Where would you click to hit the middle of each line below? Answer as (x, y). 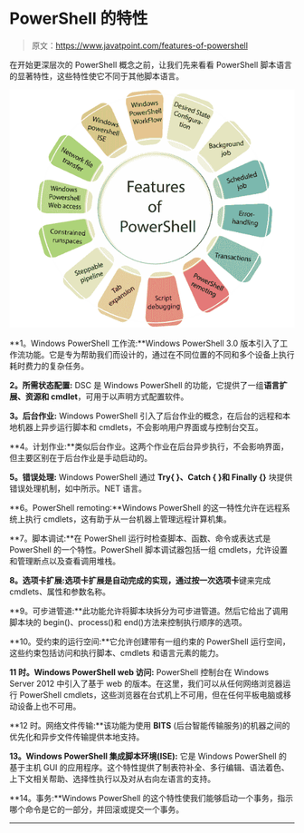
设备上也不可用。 (49, 706)
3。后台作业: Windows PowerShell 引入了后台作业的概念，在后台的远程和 (146, 416)
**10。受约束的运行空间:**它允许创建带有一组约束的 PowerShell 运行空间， (150, 642)
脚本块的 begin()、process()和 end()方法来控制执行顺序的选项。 (128, 622)
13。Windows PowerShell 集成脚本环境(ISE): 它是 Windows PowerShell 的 (148, 756)
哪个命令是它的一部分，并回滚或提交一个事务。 (96, 809)
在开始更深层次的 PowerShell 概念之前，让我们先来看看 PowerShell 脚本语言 (151, 64)
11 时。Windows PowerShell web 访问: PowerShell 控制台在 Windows (139, 671)
